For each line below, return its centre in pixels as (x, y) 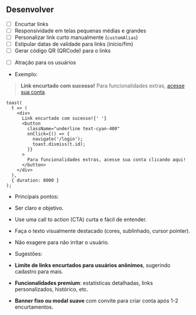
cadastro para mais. (39, 272)
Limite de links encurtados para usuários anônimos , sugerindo (92, 265)
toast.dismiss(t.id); (59, 144)
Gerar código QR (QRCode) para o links (63, 51)
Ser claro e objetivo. (39, 208)
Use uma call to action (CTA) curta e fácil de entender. (81, 220)
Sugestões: (28, 254)
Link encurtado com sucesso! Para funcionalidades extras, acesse (102, 86)
